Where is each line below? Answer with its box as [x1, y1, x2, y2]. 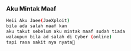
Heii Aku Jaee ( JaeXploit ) [6, 18, 70, 24]
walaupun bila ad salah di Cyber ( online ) [6, 34, 112, 39]
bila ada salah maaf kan [6, 23, 67, 29]
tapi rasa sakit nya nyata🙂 [6, 39, 76, 45]
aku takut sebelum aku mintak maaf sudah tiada [6, 28, 126, 35]
